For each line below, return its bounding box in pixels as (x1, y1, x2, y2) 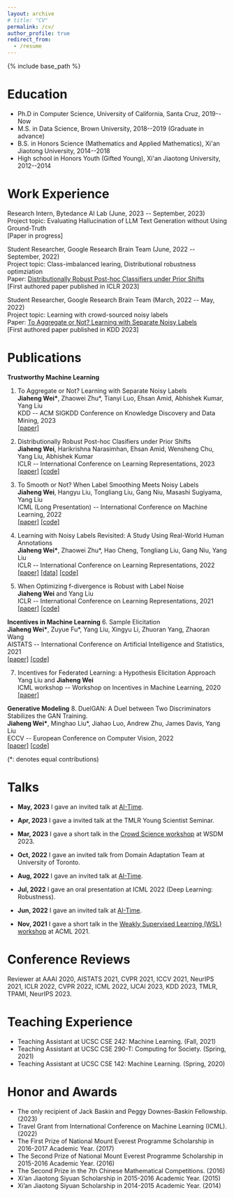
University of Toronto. (17, 858, 80, 866)
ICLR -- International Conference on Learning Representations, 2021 (17, 596, 214, 605)
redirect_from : (7, 36, 52, 43)
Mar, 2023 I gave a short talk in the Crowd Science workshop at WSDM (17, 829, 224, 838)
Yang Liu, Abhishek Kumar (17, 452, 94, 460)
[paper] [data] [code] (17, 568, 79, 577)
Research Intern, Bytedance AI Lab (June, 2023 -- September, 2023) (7, 209, 205, 217)
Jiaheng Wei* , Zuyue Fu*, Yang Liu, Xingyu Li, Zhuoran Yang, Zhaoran (7, 625, 210, 633)
